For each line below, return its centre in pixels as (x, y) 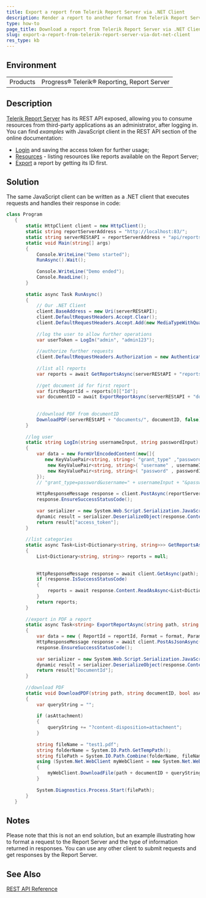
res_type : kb (23, 40)
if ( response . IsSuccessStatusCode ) (82, 579)
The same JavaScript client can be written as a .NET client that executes (98, 197)
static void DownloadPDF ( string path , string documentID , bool (108, 693)
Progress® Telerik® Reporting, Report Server (105, 82)
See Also (24, 874)
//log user (39, 437)
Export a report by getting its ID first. (61, 162)
